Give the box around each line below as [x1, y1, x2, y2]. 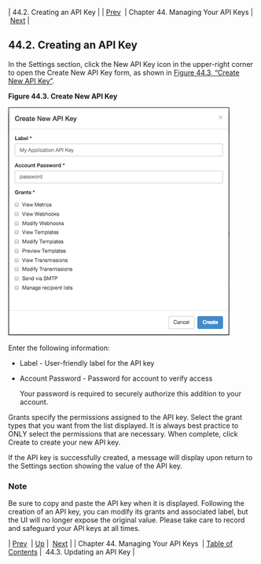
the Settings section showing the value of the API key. [8, 461, 183, 470]
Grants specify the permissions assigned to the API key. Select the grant [8, 412, 242, 422]
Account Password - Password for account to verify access [19, 374, 213, 383]
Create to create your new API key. [8, 437, 121, 447]
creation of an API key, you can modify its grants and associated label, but [8, 507, 248, 517]
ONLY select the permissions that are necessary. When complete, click [8, 429, 238, 438]
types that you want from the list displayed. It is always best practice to [8, 421, 239, 430]
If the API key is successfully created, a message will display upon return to [8, 452, 253, 462]
